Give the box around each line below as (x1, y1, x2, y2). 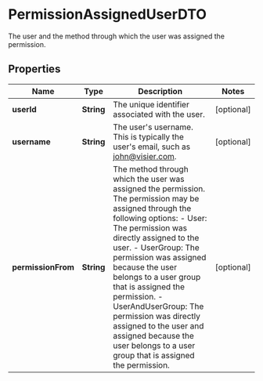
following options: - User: (113, 212, 207, 223)
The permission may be (113, 193, 200, 204)
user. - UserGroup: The (113, 241, 200, 252)
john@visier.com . (113, 151, 177, 161)
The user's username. (113, 122, 193, 132)
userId (12, 103, 37, 114)
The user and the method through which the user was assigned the (8, 31, 225, 41)
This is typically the (113, 131, 184, 142)
